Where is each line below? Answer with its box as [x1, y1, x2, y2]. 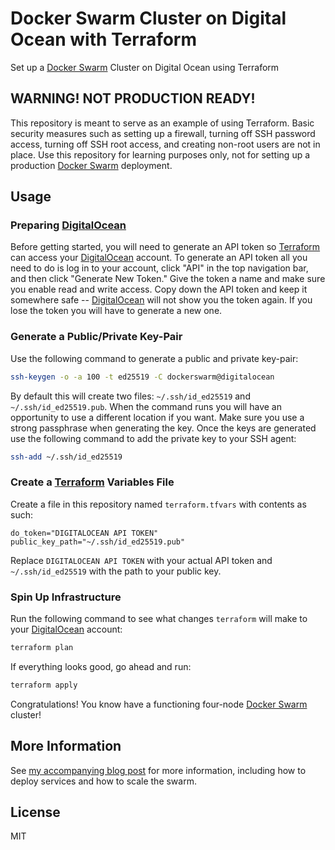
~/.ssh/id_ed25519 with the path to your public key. [10, 565, 222, 577]
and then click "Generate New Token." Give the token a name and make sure [10, 273, 326, 285]
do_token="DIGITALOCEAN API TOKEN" [10, 528, 159, 538]
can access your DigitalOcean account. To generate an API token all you [10, 252, 308, 264]
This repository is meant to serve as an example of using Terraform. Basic [10, 117, 315, 129]
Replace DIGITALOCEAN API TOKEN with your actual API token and [10, 554, 273, 566]
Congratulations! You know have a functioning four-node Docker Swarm [10, 698, 308, 710]
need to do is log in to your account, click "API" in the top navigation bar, [10, 262, 309, 274]
